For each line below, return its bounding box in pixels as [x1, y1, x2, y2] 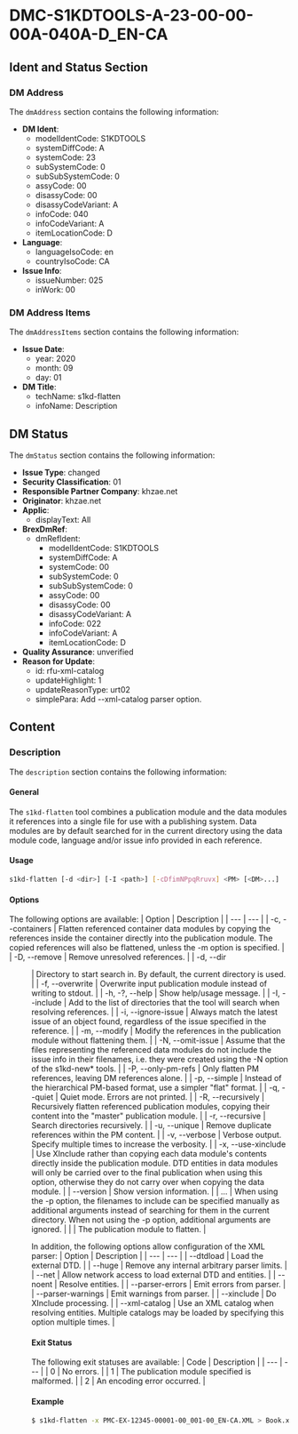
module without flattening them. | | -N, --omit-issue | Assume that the [31, 1035, 286, 1045]
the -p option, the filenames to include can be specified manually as [31, 1196, 280, 1206]
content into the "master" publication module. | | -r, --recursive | [31, 1110, 266, 1121]
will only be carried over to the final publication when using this [31, 1167, 263, 1178]
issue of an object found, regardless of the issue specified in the [31, 1016, 267, 1027]
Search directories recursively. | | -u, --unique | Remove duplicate [31, 1120, 272, 1131]
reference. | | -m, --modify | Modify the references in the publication [31, 1026, 282, 1037]
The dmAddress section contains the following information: [9, 106, 219, 116]
